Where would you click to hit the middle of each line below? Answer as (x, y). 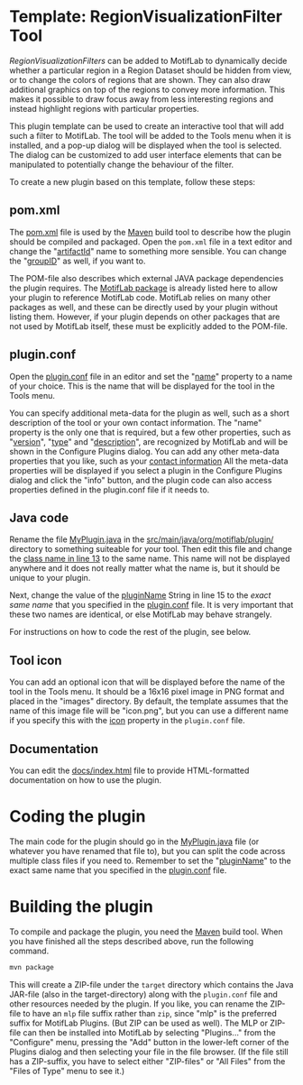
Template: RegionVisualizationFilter (146, 17)
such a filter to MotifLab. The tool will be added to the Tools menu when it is (150, 135)
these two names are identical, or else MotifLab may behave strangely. (141, 614)
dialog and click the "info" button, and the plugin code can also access (141, 480)
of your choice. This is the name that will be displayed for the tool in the (142, 386)
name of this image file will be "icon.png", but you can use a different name (149, 711)
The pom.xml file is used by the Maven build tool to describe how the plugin (150, 232)
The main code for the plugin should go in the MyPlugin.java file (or (134, 841)
